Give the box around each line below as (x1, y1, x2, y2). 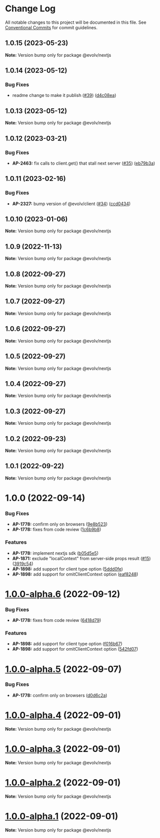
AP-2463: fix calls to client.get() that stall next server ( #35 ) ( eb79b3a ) (12, 160, 156, 166)
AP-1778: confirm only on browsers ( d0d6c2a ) (12, 692, 107, 698)
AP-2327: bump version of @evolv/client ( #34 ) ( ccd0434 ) (12, 201, 131, 207)
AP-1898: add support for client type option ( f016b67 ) (12, 641, 123, 647)
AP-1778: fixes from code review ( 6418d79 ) (12, 617, 101, 623)
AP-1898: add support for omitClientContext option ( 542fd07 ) (12, 646, 138, 652)
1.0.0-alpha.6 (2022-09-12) (5, 588, 121, 600)
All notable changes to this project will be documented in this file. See (5, 19, 147, 25)
